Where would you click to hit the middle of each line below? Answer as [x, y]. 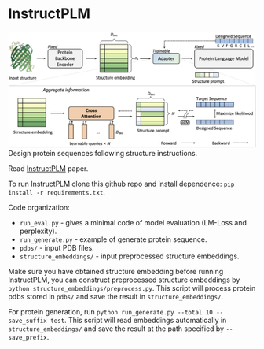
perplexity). [38, 231]
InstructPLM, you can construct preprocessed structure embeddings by [124, 280]
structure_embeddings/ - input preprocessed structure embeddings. [129, 256]
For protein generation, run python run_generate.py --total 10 [111, 311]
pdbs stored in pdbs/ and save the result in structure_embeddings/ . [116, 296]
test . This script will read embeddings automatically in [138, 320]
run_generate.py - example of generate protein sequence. [113, 239]
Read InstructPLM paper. [48, 168]
